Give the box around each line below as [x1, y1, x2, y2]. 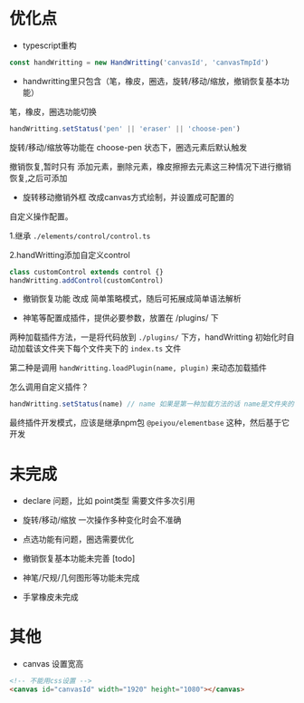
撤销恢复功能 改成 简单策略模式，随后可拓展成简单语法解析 [22, 294, 242, 304]
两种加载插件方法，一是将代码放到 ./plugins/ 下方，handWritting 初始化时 [9, 332, 287, 342]
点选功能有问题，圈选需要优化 [22, 534, 134, 544]
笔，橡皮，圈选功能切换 [9, 106, 97, 117]
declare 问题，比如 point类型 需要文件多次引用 [22, 496, 196, 506]
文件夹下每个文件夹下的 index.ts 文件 [40, 343, 182, 354]
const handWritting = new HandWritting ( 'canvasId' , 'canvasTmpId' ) [9, 58, 270, 67]
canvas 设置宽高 [22, 659, 84, 669]
